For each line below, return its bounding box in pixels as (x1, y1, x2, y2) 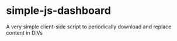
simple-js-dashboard (6, 4, 111, 17)
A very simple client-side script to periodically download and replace (6, 23, 172, 30)
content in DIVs (6, 29, 43, 36)
